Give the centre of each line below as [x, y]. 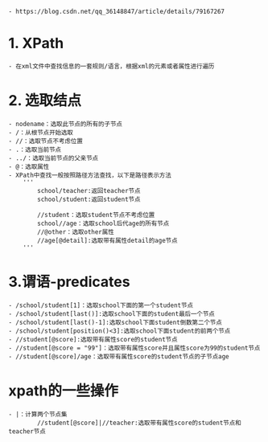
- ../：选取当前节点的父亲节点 [54, 158]
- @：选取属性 [29, 166]
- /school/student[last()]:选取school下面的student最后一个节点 [111, 313]
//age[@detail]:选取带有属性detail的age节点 [108, 240]
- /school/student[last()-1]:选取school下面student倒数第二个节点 [115, 322]
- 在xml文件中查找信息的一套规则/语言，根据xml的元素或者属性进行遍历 [111, 66]
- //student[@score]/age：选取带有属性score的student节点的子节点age [119, 356]
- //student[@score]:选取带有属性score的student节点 [93, 339]
